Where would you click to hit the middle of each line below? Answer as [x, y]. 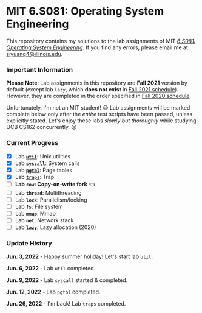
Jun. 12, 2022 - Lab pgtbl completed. [53, 292]
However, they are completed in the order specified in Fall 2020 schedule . [99, 96]
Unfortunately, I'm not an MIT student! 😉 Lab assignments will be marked [98, 108]
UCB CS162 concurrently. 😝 [42, 127]
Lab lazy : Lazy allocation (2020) [56, 227]
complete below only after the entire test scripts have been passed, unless [99, 114]
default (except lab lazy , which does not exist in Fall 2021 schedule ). [93, 90]
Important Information [40, 69]
